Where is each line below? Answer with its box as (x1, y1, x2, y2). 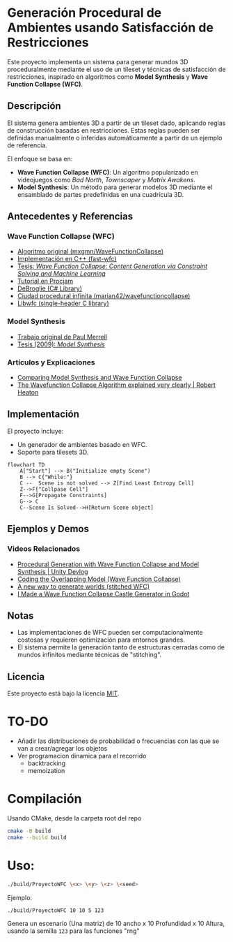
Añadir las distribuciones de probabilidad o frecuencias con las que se (17, 737, 220, 745)
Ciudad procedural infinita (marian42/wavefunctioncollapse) (17, 292, 191, 300)
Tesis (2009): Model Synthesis (17, 340, 106, 348)
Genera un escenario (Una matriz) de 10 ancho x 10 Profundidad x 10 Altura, (7, 920, 225, 928)
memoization (27, 767, 65, 775)
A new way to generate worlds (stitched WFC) (17, 582, 150, 591)
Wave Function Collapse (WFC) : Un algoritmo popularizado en (17, 168, 198, 176)
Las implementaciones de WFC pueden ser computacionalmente (17, 628, 203, 637)
